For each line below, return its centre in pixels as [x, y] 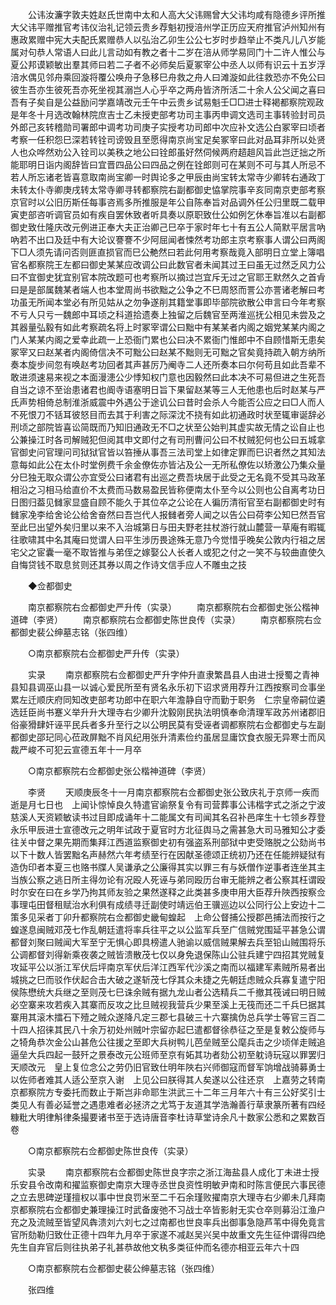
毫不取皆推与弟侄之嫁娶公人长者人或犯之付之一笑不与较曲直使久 [194, 552]
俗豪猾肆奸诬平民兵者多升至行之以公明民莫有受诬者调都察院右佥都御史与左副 [168, 724]
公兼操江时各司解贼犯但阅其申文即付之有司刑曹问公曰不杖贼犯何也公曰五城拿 [168, 439]
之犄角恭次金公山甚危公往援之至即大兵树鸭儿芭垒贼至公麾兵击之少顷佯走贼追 [168, 1042]
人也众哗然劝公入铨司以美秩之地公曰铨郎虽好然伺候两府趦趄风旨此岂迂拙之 [163, 152]
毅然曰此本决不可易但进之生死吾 [259, 377]
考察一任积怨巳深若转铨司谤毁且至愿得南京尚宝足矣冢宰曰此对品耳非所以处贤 [168, 139]
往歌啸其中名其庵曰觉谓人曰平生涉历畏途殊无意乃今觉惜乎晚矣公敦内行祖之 [163, 539]
